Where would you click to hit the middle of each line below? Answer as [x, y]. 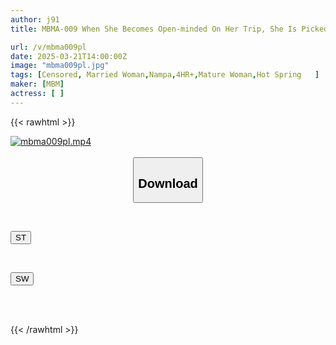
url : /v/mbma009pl [48, 47]
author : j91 [35, 19]
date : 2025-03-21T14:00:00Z [69, 56]
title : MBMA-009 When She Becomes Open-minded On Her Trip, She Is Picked [169, 29]
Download [168, 183]
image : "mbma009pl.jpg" [60, 66]
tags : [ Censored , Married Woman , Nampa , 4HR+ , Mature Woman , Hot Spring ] [165, 75]
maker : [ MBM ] [37, 84]
